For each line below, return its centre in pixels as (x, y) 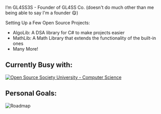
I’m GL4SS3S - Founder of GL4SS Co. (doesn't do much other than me (80, 7)
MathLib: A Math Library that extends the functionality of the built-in (84, 38)
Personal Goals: (31, 93)
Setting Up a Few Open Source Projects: (48, 23)
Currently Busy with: (39, 65)
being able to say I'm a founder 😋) (42, 13)
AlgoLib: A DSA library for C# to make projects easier (69, 32)
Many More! (25, 49)
